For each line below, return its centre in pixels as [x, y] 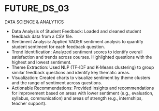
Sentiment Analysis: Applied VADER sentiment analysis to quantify [77, 41]
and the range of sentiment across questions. [57, 82]
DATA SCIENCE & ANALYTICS [34, 22]
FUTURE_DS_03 [37, 8]
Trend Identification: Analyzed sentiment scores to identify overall [77, 52]
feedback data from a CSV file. [42, 36]
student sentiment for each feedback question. [58, 47]
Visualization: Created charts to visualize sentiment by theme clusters [81, 78]
